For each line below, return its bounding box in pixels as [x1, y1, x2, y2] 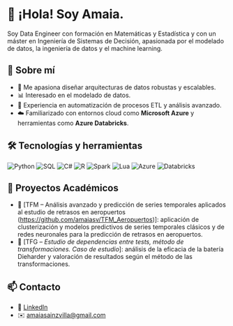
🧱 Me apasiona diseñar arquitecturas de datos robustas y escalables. [17, 83, 216, 91]
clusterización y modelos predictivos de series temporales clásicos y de [17, 223, 225, 231]
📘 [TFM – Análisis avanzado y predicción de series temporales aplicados [17, 200, 227, 209]
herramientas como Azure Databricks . [17, 119, 129, 127]
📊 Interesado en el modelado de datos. [17, 91, 131, 99]
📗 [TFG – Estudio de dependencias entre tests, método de [17, 237, 184, 246]
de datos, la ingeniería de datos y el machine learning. [7, 44, 163, 52]
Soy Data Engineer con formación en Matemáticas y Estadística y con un [7, 29, 216, 38]
